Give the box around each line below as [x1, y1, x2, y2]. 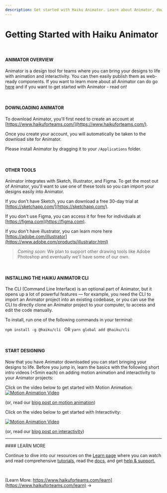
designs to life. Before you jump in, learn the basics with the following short [5, 364, 160, 370]
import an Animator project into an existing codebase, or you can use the [5, 296, 155, 302]
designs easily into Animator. [5, 189, 65, 195]
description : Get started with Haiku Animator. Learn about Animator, [5, 7, 155, 12]
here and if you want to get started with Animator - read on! [5, 83, 127, 90]
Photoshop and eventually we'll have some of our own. [17, 254, 130, 260]
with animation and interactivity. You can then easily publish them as [5, 73, 146, 79]
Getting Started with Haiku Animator [5, 28, 159, 40]
